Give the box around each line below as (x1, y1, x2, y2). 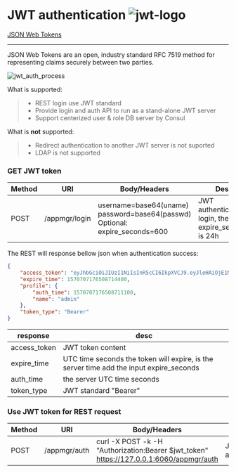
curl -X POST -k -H (96, 436, 163, 446)
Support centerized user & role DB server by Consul (34, 113, 185, 122)
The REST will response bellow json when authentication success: (7, 250, 199, 258)
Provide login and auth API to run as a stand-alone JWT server (34, 106, 216, 115)
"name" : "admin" (32, 295, 80, 302)
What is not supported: (7, 127, 74, 136)
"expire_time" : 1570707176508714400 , (20, 276, 131, 283)
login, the (197, 214, 230, 223)
